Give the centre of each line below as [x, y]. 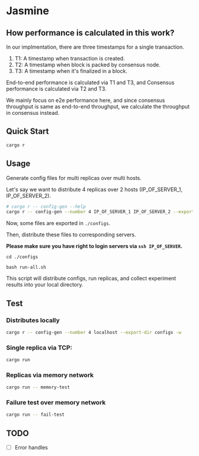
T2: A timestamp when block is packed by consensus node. [88, 65]
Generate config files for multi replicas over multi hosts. [74, 178]
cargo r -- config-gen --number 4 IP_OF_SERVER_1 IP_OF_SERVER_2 [88, 212]
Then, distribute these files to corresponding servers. [71, 235]
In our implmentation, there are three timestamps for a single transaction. [95, 47]
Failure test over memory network [56, 403]
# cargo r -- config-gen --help [46, 206]
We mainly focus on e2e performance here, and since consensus [86, 100]
